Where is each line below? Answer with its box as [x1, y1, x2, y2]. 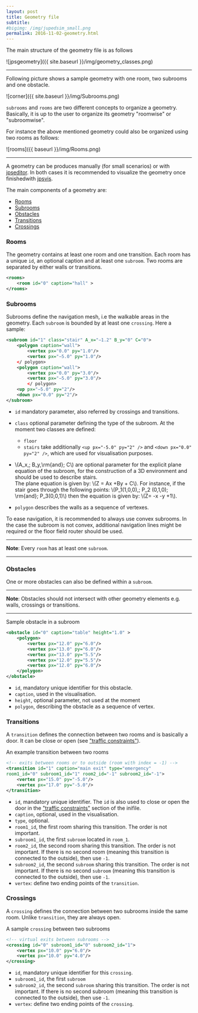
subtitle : [6, 19, 31, 25]
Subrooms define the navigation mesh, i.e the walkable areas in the [6, 313, 169, 320]
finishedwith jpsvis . [6, 175, 53, 183]
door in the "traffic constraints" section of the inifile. [14, 805, 141, 812]
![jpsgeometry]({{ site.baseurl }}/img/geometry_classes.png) [6, 58, 153, 65]
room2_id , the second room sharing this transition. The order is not [14, 842, 176, 849]
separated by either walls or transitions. [6, 263, 103, 271]
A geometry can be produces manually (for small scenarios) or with [6, 163, 170, 170]
